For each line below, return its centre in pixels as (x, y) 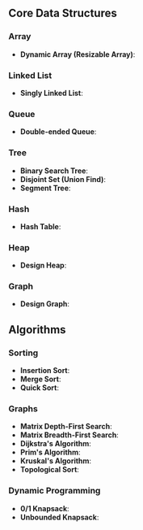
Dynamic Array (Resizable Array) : (78, 54)
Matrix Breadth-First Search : (69, 435)
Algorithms (37, 330)
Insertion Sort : (45, 371)
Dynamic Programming (55, 491)
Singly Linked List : (51, 93)
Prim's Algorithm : (50, 452)
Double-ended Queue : (58, 132)
